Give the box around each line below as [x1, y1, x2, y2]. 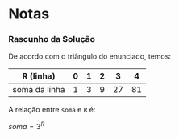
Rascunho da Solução [8, 34, 95, 45]
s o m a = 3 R [8, 120, 45, 132]
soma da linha [12, 84, 66, 95]
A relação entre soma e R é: [8, 105, 96, 115]
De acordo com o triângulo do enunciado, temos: [8, 51, 172, 61]
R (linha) [22, 71, 56, 82]
